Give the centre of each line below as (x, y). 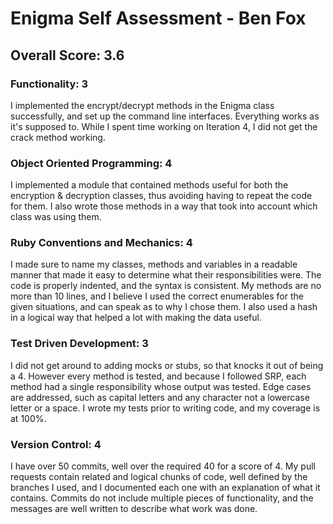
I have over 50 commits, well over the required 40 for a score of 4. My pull (163, 466)
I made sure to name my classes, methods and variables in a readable (154, 264)
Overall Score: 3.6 (67, 55)
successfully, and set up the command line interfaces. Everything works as (165, 116)
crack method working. (58, 137)
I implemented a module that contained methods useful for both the (149, 185)
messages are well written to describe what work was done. (134, 509)
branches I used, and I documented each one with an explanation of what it (165, 488)
